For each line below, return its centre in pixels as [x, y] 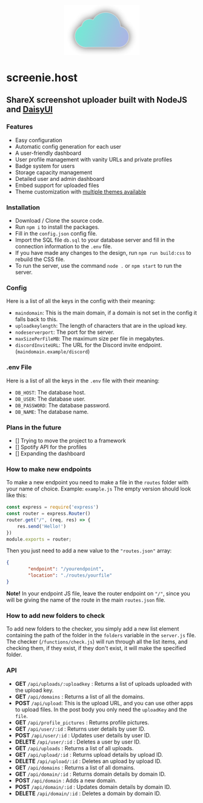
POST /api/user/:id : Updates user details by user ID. [83, 735]
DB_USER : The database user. [50, 399]
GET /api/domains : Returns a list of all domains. [75, 767]
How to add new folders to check [55, 615]
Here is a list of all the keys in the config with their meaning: [81, 301]
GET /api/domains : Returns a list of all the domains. [80, 696]
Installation [23, 207]
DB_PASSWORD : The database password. [62, 405]
